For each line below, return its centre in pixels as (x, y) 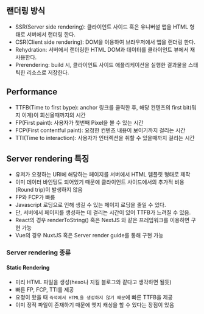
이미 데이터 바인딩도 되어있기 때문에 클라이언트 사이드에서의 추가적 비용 (100, 182)
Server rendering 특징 (48, 159)
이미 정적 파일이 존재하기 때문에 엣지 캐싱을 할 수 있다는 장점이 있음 (95, 305)
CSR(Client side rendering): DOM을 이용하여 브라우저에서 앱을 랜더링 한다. (105, 42)
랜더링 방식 (26, 11)
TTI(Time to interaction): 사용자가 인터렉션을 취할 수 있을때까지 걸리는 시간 (105, 138)
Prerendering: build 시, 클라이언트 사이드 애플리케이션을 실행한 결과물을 (101, 65)
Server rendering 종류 (39, 253)
